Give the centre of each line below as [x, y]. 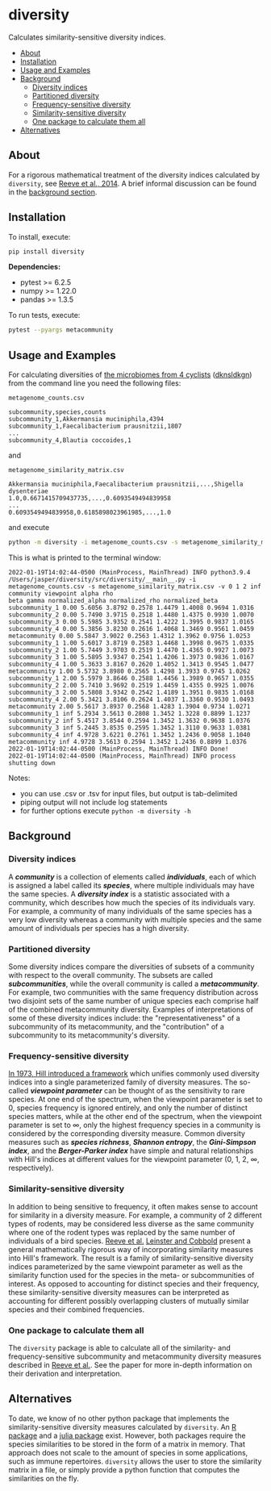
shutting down [32, 763]
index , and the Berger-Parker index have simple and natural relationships [131, 1151]
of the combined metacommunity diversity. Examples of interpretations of [131, 1009]
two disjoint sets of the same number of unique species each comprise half [133, 1000]
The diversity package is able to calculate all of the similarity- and [120, 1347]
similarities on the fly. [44, 1478]
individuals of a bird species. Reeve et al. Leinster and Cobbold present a [130, 1241]
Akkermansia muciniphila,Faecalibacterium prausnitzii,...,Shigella [126, 484]
